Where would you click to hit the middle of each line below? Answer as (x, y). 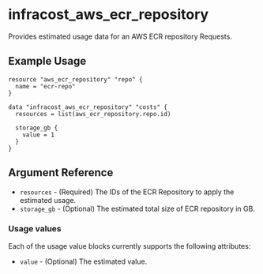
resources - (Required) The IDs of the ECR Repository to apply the (127, 192)
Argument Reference (61, 173)
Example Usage (47, 61)
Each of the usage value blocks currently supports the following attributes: (130, 246)
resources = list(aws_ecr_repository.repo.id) (93, 114)
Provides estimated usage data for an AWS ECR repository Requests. (120, 36)
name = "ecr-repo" (46, 86)
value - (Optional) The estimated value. (83, 261)
